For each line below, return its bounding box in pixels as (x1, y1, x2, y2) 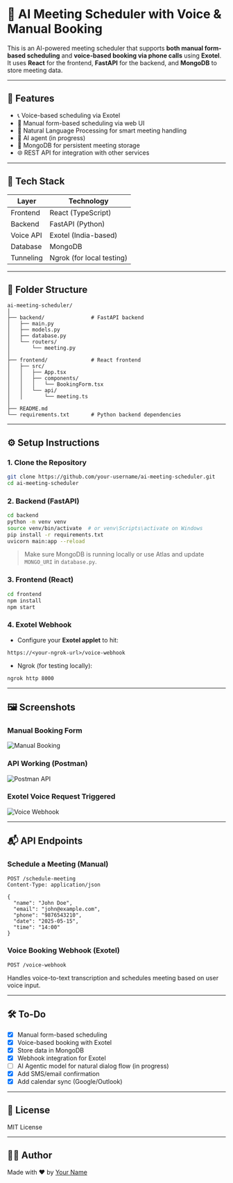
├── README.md (7, 405, 49, 412)
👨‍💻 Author (7, 1150, 53, 1161)
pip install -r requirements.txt (7, 531, 104, 538)
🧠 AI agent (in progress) (17, 133, 86, 142)
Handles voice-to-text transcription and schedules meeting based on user (7, 973, 219, 982)
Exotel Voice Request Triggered (7, 792, 116, 801)
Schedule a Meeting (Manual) (7, 860, 109, 869)
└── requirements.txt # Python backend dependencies (7, 411, 182, 418)
